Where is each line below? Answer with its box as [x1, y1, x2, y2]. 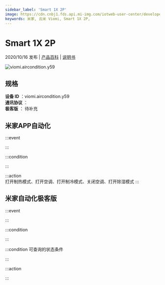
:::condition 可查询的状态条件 [5, 246, 64, 252]
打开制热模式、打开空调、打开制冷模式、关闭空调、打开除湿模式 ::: [5, 179, 139, 184]
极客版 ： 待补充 [5, 106, 38, 112]
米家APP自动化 [5, 121, 51, 130]
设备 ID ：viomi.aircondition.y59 [5, 94, 70, 100]
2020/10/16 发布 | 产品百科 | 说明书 [5, 54, 76, 60]
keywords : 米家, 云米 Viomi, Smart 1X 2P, [5, 16, 90, 21]
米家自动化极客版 [5, 194, 57, 203]
